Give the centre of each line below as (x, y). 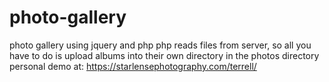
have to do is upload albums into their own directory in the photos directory (164, 55)
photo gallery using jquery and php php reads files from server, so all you (160, 45)
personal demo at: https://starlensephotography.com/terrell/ (133, 66)
